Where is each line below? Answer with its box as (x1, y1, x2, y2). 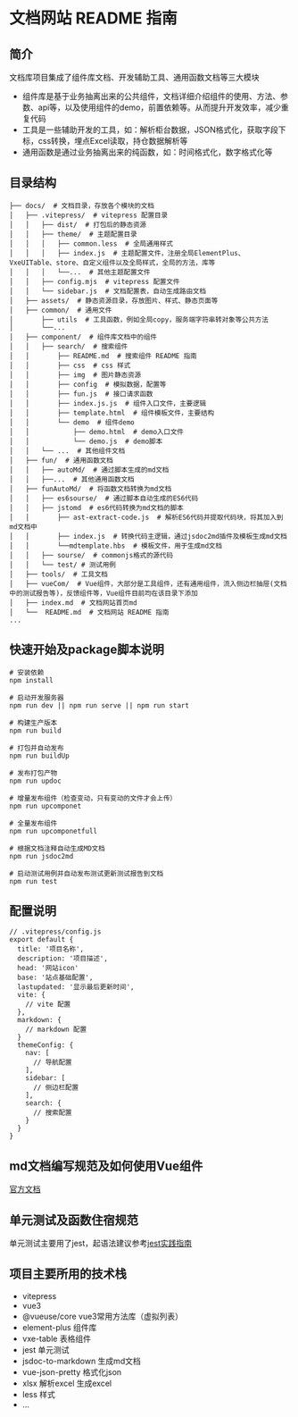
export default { (9, 935, 74, 944)
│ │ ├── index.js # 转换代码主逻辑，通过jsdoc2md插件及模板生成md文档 (9, 532, 287, 541)
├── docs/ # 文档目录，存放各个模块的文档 (9, 201, 154, 210)
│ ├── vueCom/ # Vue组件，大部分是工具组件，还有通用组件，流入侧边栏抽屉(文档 (9, 579, 287, 588)
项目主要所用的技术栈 (9, 1266, 127, 1282)
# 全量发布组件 (9, 818, 58, 827)
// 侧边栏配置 (32, 1083, 79, 1093)
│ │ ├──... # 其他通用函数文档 (9, 474, 135, 483)
